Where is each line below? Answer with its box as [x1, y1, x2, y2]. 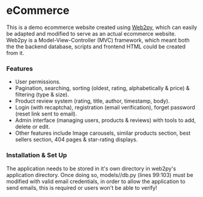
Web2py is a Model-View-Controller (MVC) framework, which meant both [6, 36, 190, 44]
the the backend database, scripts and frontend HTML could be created [6, 43, 186, 50]
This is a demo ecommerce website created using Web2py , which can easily [6, 24, 198, 31]
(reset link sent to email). [15, 110, 78, 118]
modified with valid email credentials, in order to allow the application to [6, 178, 186, 185]
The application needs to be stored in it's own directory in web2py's [6, 164, 176, 172]
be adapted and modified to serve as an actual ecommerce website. [6, 30, 176, 37]
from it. [6, 49, 24, 56]
